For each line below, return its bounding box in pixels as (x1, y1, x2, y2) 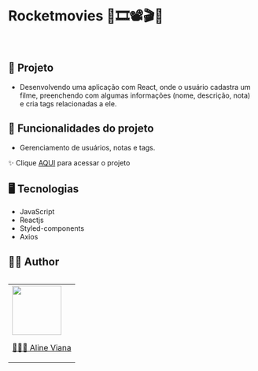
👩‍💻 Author (8, 254, 60, 269)
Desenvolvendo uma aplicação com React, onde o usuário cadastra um (19, 82, 251, 91)
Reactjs (19, 215, 45, 225)
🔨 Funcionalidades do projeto (8, 122, 154, 135)
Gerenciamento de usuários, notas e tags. (19, 143, 156, 152)
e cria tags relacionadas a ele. (19, 98, 117, 108)
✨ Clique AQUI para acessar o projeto (8, 158, 131, 167)
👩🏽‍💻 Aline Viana (12, 343, 72, 354)
